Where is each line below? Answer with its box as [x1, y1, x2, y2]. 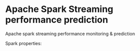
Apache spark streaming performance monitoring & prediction [5, 30, 135, 36]
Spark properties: [5, 40, 42, 46]
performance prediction [5, 14, 108, 25]
